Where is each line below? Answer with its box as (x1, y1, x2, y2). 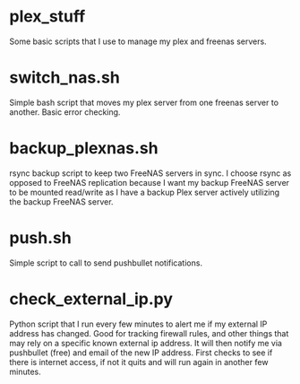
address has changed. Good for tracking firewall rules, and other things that (9, 327, 289, 338)
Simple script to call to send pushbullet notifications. (9, 257, 203, 268)
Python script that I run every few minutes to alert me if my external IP (9, 319, 268, 329)
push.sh (9, 228, 72, 248)
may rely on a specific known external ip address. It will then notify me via (9, 337, 282, 348)
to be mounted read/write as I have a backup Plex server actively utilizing (9, 187, 280, 197)
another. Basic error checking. (9, 106, 121, 118)
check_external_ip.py (9, 289, 173, 309)
